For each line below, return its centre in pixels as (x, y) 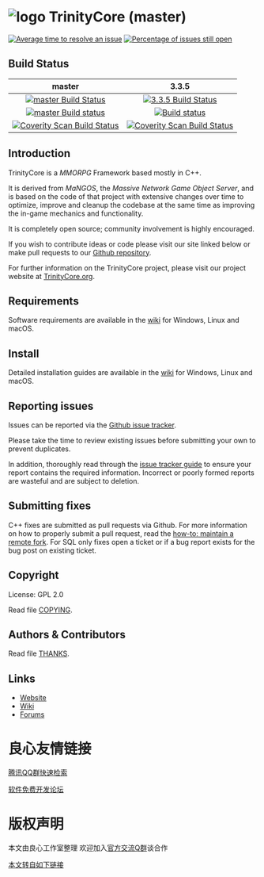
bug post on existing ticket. (53, 550)
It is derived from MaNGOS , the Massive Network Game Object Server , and (131, 188)
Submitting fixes (50, 506)
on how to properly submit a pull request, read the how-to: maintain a (121, 533)
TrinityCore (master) (118, 17)
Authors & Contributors (67, 635)
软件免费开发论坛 (36, 790)
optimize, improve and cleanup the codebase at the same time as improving (132, 205)
